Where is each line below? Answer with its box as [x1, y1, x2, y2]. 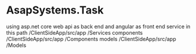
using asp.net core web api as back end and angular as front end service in [6, 23, 191, 30]
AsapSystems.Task [6, 4, 104, 17]
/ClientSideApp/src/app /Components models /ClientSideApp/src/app [6, 35, 176, 42]
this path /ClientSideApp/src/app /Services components [6, 29, 143, 36]
